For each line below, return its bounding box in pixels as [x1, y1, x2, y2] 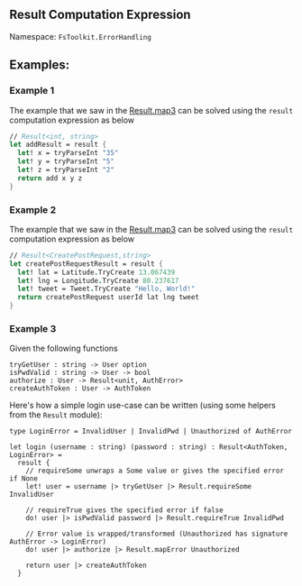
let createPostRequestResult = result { [9, 259, 164, 269]
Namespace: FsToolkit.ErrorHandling [9, 31, 151, 41]
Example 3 [9, 322, 57, 334]
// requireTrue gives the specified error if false [25, 506, 224, 515]
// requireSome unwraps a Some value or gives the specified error [25, 466, 284, 476]
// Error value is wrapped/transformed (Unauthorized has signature [25, 529, 288, 539]
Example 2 [9, 203, 57, 215]
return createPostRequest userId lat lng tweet [17, 293, 200, 302]
